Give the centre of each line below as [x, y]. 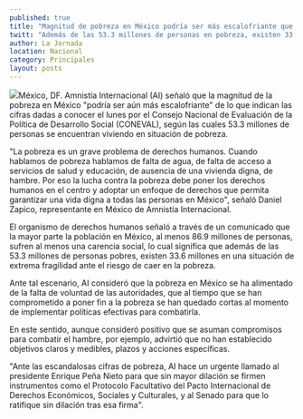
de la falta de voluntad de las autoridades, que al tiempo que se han [136, 292]
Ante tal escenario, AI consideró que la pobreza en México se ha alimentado [151, 283]
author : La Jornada [46, 43]
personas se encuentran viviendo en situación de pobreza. [119, 133]
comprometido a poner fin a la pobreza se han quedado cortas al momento [149, 302]
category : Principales [52, 60]
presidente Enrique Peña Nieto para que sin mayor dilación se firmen [137, 375]
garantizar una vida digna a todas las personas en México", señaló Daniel [146, 200]
